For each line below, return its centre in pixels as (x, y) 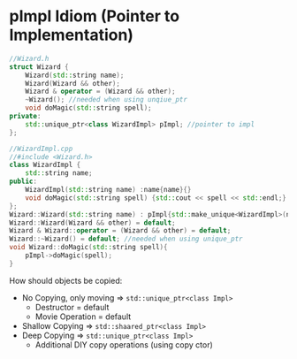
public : (23, 182)
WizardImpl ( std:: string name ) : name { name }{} (108, 190)
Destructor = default (72, 307)
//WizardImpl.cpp (41, 149)
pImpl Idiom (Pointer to (94, 16)
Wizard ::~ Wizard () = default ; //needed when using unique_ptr (126, 239)
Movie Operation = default (83, 317)
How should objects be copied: (66, 280)
